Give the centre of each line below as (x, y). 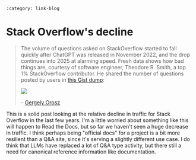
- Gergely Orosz (40, 102)
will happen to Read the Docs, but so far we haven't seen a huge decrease (97, 126)
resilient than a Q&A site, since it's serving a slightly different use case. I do (98, 139)
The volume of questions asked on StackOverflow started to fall (99, 48)
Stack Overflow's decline (70, 32)
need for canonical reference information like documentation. (81, 152)
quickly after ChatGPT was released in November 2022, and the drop (105, 55)
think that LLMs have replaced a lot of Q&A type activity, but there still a (94, 145)
